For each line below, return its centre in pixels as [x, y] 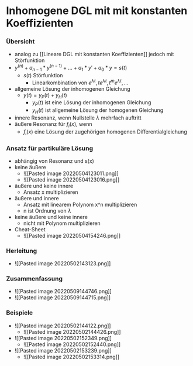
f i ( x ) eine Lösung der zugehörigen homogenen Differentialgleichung [105, 132]
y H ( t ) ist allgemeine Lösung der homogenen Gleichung [98, 111]
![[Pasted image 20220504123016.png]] [71, 179]
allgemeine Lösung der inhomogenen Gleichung [72, 88]
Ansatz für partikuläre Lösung [50, 148]
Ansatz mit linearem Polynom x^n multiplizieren [80, 204]
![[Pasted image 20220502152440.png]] [72, 344]
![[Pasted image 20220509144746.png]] [63, 292]
